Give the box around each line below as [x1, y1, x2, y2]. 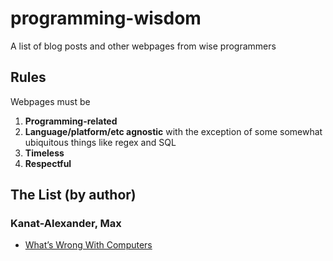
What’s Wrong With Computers [24, 239, 153, 251]
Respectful [24, 157, 72, 169]
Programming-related [24, 115, 118, 127]
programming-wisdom [10, 7, 202, 30]
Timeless [24, 147, 65, 159]
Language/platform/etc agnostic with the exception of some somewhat [24, 125, 323, 137]
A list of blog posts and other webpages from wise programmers [10, 40, 277, 52]
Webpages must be [10, 95, 91, 107]
